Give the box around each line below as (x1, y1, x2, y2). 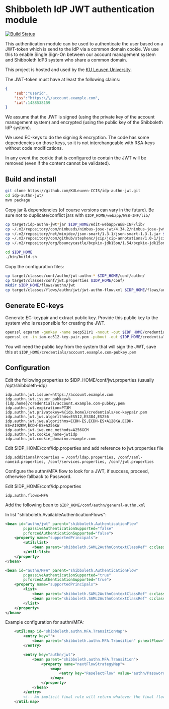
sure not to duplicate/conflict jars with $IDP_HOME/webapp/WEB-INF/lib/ (5, 212, 150, 218)
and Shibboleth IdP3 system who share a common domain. (5, 56, 127, 63)
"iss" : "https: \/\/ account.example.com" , (14, 95, 100, 100)
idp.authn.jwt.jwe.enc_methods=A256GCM (5, 427, 89, 432)
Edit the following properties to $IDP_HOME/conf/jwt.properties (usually (5, 377, 154, 383)
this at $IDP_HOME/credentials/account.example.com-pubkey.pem (5, 349, 137, 355)
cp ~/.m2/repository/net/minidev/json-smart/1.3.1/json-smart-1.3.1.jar (5, 231, 161, 237)
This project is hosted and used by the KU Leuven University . (5, 67, 132, 73)
